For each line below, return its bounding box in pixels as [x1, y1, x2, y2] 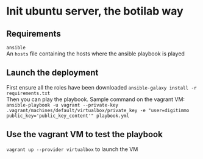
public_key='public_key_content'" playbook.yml [6, 113, 130, 119]
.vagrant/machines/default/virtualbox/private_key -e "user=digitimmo [6, 107, 190, 113]
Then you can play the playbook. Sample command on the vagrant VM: [6, 96, 185, 103]
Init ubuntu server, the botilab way [6, 4, 184, 18]
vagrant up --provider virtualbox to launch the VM [6, 145, 138, 153]
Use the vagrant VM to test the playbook [6, 129, 163, 140]
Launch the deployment [6, 68, 99, 78]
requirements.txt [6, 90, 51, 96]
